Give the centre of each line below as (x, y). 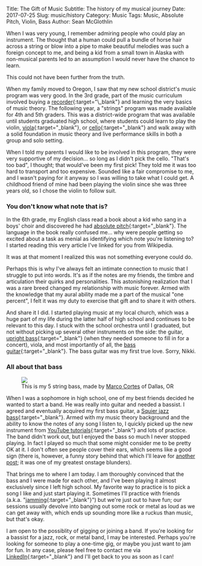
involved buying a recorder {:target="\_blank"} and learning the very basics (99, 102)
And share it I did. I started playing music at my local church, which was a (97, 313)
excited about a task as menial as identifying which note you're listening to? (100, 239)
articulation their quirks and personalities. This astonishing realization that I (99, 281)
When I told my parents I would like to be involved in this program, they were (101, 152)
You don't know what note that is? (57, 206)
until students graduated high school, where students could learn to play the (101, 121)
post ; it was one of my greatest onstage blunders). (69, 462)
